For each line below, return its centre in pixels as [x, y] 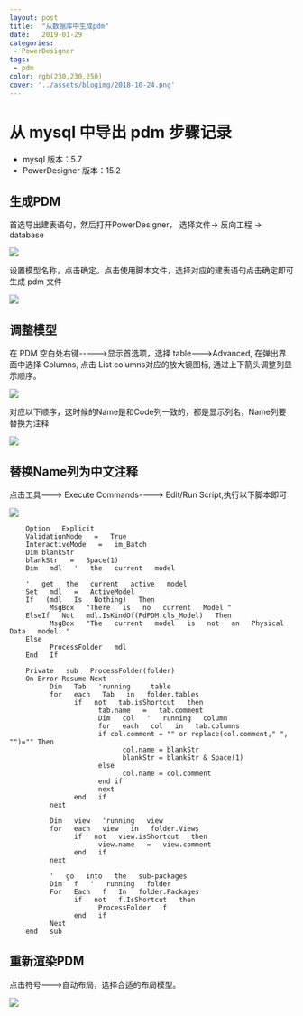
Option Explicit [60, 529]
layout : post [34, 18]
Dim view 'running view [106, 821]
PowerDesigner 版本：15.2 [72, 170]
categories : [32, 43]
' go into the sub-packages [118, 876]
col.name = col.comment [167, 773]
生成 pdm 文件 [36, 282]
